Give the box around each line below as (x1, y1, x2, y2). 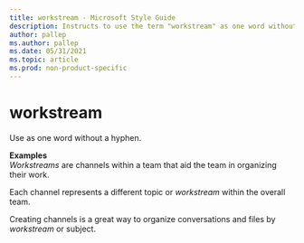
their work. (9, 169, 50, 180)
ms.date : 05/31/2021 (9, 47, 88, 56)
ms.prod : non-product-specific (9, 64, 128, 73)
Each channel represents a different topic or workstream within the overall (9, 186, 286, 197)
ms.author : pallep (9, 38, 79, 48)
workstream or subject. (9, 223, 97, 234)
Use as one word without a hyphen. (9, 132, 142, 143)
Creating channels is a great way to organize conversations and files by (9, 213, 276, 224)
